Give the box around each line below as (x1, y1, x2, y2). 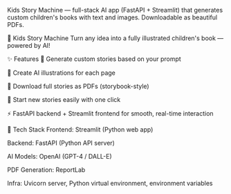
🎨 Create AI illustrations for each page (7, 69, 116, 77)
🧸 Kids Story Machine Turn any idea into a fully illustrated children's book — (7, 34, 224, 42)
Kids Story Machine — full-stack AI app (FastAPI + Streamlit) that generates (7, 6, 223, 14)
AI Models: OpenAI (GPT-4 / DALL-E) (7, 152, 112, 160)
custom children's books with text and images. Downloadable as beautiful (7, 13, 218, 21)
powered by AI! (7, 42, 50, 49)
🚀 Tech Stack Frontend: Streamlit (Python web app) (7, 125, 154, 134)
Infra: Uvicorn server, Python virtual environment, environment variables (7, 179, 213, 187)
